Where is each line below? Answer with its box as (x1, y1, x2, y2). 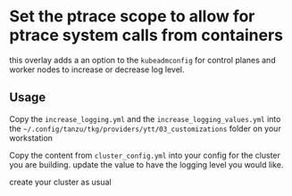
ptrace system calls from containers (9, 25, 284, 45)
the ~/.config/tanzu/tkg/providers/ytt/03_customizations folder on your (9, 123, 281, 134)
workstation (9, 132, 54, 143)
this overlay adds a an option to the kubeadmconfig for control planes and (9, 54, 276, 65)
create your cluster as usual (9, 176, 112, 187)
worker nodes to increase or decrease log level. (9, 64, 185, 75)
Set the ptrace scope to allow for (9, 6, 255, 27)
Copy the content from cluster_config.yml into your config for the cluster (9, 150, 281, 160)
